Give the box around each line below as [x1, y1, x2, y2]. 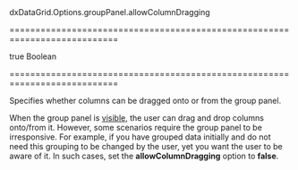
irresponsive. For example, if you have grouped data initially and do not [9, 132, 271, 142]
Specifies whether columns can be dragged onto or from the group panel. [9, 96, 282, 106]
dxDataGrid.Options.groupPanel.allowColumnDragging [9, 7, 210, 17]
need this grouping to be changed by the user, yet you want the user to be [9, 141, 284, 151]
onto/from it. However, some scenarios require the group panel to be [9, 123, 262, 132]
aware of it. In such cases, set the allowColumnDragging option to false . [9, 150, 279, 161]
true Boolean [9, 51, 57, 62]
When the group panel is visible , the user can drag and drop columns [9, 113, 264, 123]
